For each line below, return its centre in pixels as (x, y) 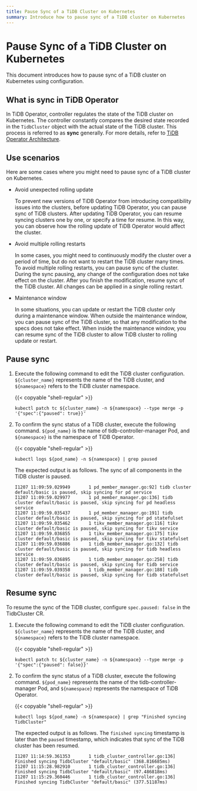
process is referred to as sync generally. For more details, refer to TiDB (92, 133)
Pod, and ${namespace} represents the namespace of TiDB (108, 688)
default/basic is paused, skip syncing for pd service (83, 492)
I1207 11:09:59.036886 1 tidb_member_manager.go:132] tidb (96, 544)
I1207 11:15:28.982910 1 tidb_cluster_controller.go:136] (95, 767)
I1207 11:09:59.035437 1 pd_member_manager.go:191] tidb (94, 513)
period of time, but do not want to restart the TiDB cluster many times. (99, 262)
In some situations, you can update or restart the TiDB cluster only (95, 310)
